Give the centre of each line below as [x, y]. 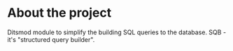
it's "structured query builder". [51, 39]
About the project [59, 13]
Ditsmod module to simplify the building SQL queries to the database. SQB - [116, 32]
